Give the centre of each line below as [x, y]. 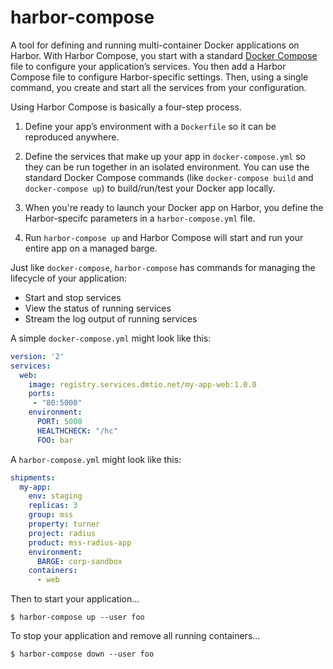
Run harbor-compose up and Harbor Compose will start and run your [164, 237]
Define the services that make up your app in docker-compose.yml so [165, 156]
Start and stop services [73, 297]
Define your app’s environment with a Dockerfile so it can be [150, 126]
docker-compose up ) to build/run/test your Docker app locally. [150, 188]
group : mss [51, 515]
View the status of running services [98, 308]
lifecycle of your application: [68, 278]
